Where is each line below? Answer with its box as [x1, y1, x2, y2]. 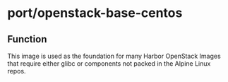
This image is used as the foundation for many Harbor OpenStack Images [7, 52, 221, 60]
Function [7, 33, 47, 45]
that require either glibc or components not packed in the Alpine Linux [7, 59, 211, 68]
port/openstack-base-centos [7, 5, 183, 21]
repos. [7, 67, 26, 75]
